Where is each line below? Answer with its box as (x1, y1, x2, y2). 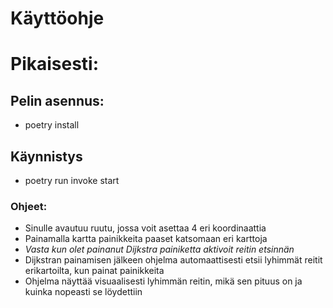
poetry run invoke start (24, 175, 120, 186)
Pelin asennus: (10, 92, 105, 109)
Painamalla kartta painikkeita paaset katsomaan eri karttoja (24, 233, 268, 245)
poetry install (24, 119, 80, 131)
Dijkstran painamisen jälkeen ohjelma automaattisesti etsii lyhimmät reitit (24, 254, 323, 266)
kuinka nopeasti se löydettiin (24, 286, 143, 298)
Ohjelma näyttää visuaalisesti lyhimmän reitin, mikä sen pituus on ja (24, 275, 303, 287)
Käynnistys (10, 148, 83, 165)
